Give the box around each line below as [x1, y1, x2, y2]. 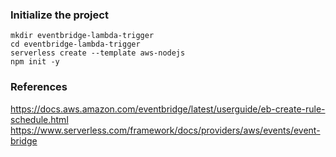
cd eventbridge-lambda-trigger [10, 39, 141, 50]
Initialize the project [10, 8, 109, 22]
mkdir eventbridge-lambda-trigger [10, 31, 155, 41]
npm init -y [10, 57, 60, 67]
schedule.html [10, 113, 69, 125]
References [10, 80, 68, 94]
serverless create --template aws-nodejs [10, 48, 186, 58]
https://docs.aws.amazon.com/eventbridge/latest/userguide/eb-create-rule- [10, 103, 326, 115]
